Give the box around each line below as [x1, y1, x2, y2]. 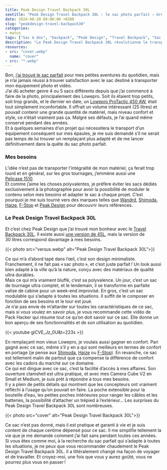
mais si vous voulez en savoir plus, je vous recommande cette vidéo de [5, 309, 151, 315]
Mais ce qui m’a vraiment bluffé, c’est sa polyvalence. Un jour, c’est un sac [5, 277, 158, 283]
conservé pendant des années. [5, 120, 69, 126]
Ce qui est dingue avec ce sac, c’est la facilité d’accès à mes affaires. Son [5, 365, 156, 371]
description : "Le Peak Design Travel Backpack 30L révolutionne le [5, 40, 148, 45]
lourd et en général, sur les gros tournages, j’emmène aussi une [5, 170, 136, 176]
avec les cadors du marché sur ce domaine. [5, 360, 95, 366]
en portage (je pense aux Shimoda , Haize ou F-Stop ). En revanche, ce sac [5, 349, 158, 355]
